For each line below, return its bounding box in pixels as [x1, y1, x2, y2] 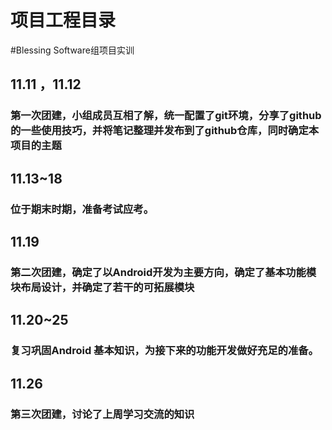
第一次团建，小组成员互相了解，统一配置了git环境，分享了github [10, 109, 322, 123]
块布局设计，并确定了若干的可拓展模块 [10, 280, 195, 294]
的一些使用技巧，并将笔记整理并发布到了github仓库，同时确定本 [10, 124, 320, 138]
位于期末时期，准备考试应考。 [10, 202, 155, 216]
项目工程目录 [10, 9, 117, 32]
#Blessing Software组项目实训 [10, 44, 135, 56]
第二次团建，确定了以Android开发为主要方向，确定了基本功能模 [10, 265, 317, 279]
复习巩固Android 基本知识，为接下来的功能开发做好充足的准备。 [10, 344, 319, 358]
